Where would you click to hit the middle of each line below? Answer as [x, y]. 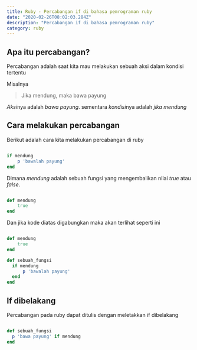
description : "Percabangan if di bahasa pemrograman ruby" [81, 22]
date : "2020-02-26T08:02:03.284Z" [49, 17]
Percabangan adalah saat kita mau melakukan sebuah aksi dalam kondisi [95, 66]
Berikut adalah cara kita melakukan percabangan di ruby [75, 140]
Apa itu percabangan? [48, 52]
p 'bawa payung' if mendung [47, 336]
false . [14, 184]
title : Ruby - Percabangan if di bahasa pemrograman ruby [79, 12]
